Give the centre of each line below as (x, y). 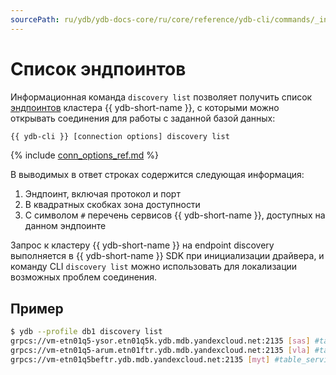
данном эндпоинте (65, 226)
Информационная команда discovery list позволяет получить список (161, 97)
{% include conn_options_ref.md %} (84, 155)
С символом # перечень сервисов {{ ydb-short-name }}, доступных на (175, 215)
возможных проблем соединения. (84, 277)
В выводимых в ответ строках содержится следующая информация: (157, 175)
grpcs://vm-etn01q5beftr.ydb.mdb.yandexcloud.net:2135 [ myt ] (140, 359)
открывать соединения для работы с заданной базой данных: (143, 118)
